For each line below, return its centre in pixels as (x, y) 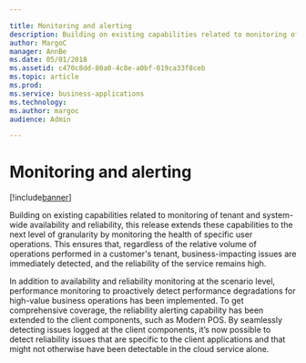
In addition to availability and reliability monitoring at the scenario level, (143, 281)
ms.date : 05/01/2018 (49, 60)
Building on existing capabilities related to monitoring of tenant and (135, 215)
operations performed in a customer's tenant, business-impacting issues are (153, 254)
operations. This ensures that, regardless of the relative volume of (133, 244)
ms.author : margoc (44, 110)
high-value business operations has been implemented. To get (127, 301)
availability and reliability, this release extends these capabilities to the (161, 225)
